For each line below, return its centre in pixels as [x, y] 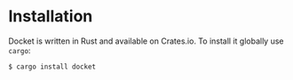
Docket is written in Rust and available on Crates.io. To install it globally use [146, 41]
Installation [51, 16]
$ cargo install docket [52, 67]
